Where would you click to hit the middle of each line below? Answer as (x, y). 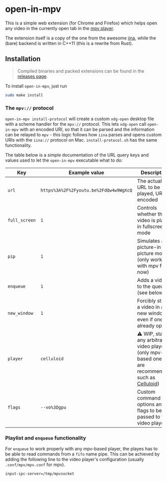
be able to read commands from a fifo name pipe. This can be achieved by (83, 454)
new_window (20, 313)
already (146, 325)
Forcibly (146, 300)
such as (146, 377)
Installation (23, 59)
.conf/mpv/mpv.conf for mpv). (35, 465)
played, (146, 193)
